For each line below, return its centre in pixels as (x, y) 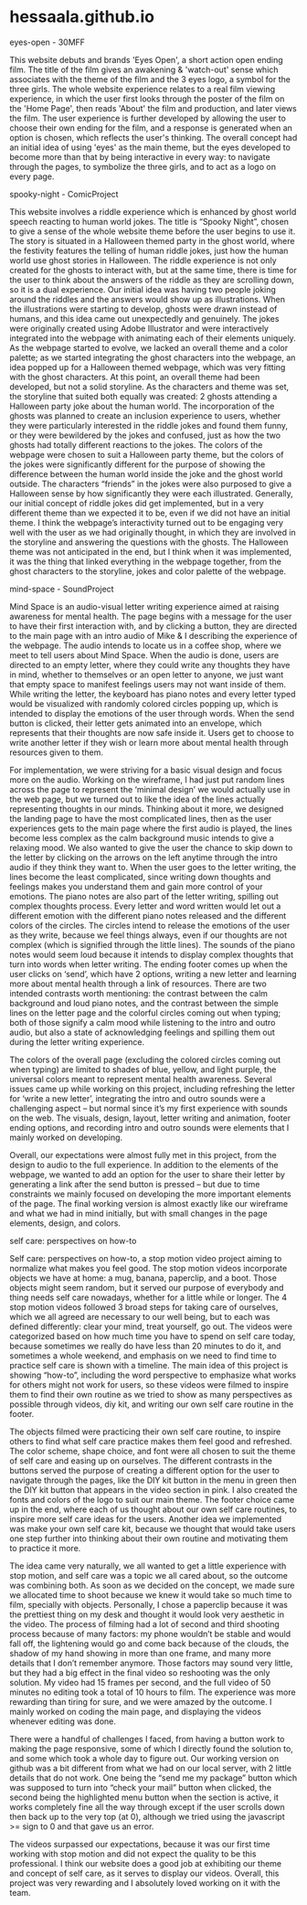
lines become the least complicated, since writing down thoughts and (140, 877)
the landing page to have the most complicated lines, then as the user (141, 818)
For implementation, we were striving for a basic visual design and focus (146, 770)
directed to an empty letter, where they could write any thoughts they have (150, 665)
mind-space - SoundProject (62, 589)
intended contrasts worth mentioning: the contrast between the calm (138, 993)
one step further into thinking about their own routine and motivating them (149, 1538)
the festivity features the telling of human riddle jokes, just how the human (149, 250)
